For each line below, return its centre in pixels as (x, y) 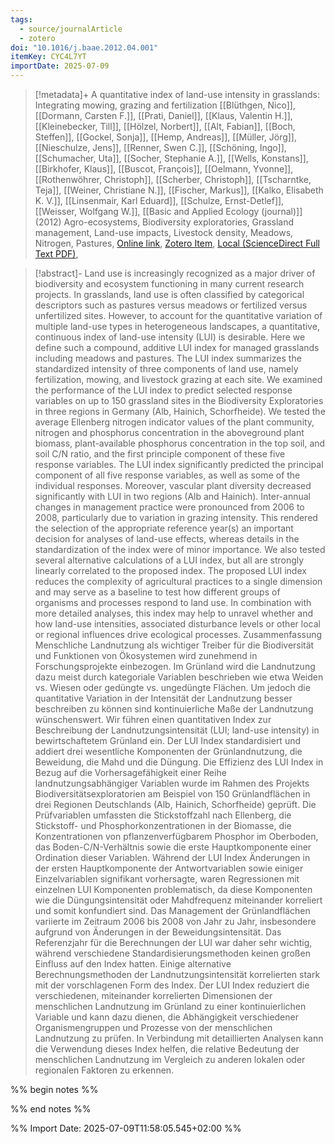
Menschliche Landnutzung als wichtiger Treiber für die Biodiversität (174, 645)
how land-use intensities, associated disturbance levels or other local (177, 624)
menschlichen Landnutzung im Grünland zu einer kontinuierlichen (170, 1006)
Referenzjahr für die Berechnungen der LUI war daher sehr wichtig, (173, 942)
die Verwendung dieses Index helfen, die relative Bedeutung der (167, 1049)
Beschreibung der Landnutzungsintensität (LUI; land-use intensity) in (177, 730)
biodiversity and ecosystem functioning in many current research (169, 284)
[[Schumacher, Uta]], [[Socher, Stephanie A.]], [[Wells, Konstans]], (171, 158)
